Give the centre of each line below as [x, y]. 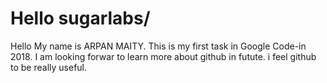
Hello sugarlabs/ [80, 18]
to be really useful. [49, 67]
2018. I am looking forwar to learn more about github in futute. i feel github [163, 56]
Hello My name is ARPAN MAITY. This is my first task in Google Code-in [158, 46]
